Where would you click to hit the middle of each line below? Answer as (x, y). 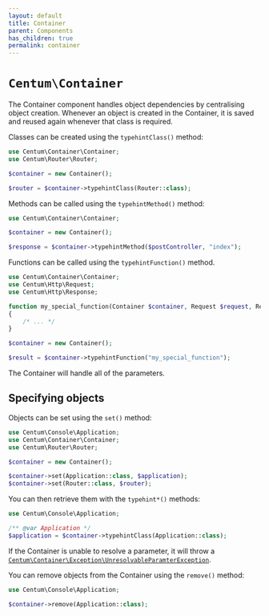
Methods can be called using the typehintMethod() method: (106, 203)
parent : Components (41, 30)
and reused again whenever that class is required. (91, 122)
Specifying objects (56, 398)
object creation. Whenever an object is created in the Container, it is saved (131, 113)
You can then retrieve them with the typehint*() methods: (104, 499)
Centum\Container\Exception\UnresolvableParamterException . (110, 559)
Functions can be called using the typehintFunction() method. (112, 262)
